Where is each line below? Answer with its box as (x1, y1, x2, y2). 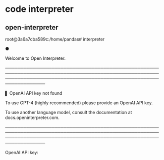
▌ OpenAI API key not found (5, 90, 62, 96)
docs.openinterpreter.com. (5, 115, 60, 120)
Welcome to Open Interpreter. (5, 55, 66, 61)
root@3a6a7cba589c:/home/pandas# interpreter (5, 36, 105, 42)
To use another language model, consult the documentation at (5, 110, 132, 115)
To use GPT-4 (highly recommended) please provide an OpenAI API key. (5, 100, 153, 106)
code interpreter (5, 3, 74, 15)
